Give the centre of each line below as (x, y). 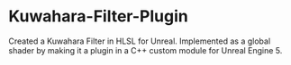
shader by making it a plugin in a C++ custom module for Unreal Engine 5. (145, 50)
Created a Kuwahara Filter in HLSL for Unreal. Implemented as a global (140, 41)
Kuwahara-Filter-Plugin (98, 16)
